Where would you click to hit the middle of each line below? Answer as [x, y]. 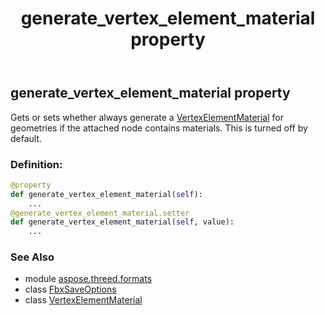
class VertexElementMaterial [83, 300]
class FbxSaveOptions [70, 289]
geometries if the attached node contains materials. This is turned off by [159, 128]
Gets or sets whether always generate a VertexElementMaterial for [147, 117]
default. [26, 138]
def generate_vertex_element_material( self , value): [122, 222]
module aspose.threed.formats [88, 279]
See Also [32, 257]
